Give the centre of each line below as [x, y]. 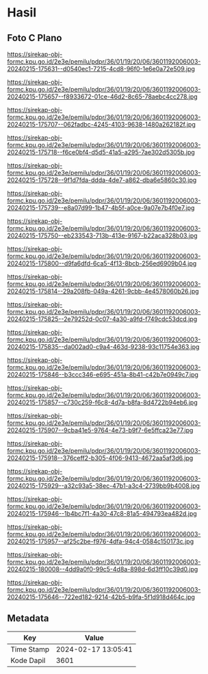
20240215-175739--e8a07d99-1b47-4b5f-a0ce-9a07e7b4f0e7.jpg [101, 208]
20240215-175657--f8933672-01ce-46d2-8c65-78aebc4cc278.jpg [102, 96]
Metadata [28, 618]
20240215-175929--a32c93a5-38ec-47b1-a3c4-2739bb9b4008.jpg [104, 486]
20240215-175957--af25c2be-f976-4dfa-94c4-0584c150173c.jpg [101, 541]
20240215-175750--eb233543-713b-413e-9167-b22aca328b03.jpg [102, 235]
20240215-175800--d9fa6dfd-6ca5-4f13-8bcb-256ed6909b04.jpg [102, 263]
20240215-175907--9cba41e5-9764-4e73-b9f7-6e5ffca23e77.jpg [100, 430]
